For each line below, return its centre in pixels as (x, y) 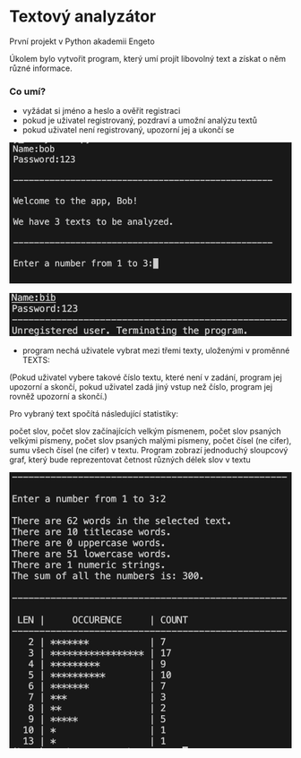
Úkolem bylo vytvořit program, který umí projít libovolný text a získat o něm (148, 58)
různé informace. (41, 68)
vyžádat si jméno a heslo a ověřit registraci (101, 111)
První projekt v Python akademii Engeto (82, 41)
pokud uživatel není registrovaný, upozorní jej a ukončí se (128, 130)
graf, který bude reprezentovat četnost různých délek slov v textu (130, 460)
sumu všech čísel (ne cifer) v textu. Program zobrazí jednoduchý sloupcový (149, 450)
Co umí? (28, 91)
